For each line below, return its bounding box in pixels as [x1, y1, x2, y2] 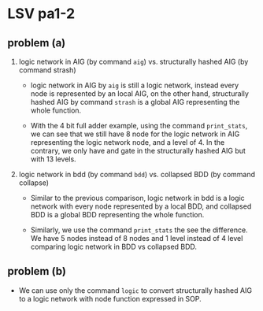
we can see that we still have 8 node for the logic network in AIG [30, 129, 240, 139]
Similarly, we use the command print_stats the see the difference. [30, 225, 249, 235]
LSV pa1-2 [7, 5, 76, 23]
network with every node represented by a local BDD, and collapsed [30, 202, 252, 211]
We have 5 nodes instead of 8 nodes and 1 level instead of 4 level [30, 234, 243, 243]
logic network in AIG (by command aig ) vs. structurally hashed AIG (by [18, 57, 249, 66]
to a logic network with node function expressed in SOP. [18, 294, 202, 303]
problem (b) [7, 265, 66, 278]
